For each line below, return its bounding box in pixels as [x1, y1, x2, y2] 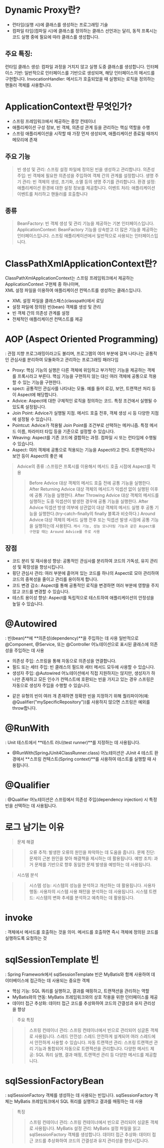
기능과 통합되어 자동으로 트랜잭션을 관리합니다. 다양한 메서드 [34, 1045, 149, 1051]
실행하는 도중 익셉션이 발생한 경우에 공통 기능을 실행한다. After [29, 499, 149, 505]
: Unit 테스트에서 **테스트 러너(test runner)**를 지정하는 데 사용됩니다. [5, 739, 141, 745]
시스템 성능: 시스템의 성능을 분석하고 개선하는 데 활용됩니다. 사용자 [29, 882, 156, 888]
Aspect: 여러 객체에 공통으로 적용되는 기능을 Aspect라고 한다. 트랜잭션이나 [12, 447, 155, 453]
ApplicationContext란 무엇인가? [5, 101, 133, 112]
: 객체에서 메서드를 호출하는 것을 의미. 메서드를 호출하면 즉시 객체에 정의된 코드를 [5, 929, 159, 935]
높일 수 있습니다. [12, 601, 44, 607]
